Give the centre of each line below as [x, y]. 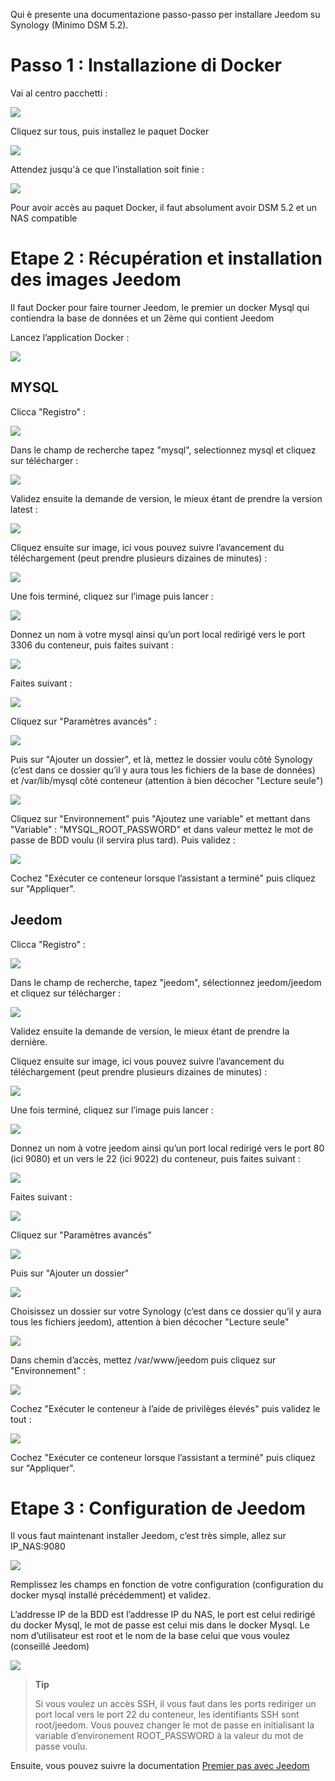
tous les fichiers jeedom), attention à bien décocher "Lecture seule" [150, 1321]
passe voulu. [61, 1746]
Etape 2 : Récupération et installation [166, 258]
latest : [24, 509]
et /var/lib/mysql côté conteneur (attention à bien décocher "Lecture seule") [167, 780]
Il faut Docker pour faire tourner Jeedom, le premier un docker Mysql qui [160, 307]
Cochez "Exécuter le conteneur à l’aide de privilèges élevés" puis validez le [165, 1408]
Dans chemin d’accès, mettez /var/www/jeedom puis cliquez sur [143, 1360]
